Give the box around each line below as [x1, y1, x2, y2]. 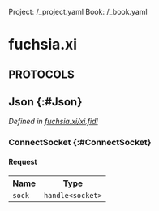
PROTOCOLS [8, 67, 75, 81]
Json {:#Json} [8, 95, 83, 109]
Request [8, 157, 38, 166]
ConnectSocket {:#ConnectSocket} [8, 137, 152, 149]
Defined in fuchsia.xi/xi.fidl [8, 117, 99, 127]
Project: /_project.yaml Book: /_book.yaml [8, 7, 148, 16]
